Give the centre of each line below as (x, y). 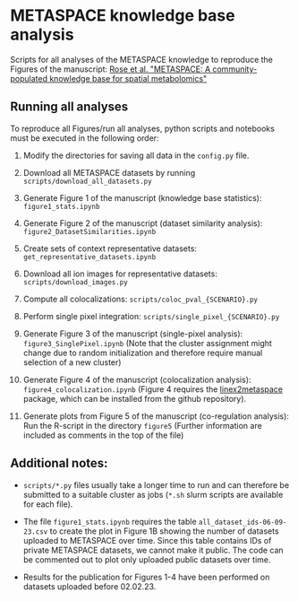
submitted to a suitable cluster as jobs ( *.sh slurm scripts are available (153, 494)
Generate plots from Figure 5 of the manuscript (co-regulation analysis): (156, 416)
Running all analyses (69, 107)
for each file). (48, 504)
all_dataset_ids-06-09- (243, 522)
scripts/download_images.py (75, 282)
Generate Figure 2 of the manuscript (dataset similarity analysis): (143, 223)
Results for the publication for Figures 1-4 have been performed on (146, 577)
